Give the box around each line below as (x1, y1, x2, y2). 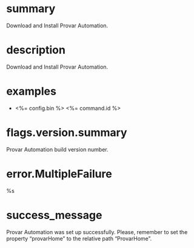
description (6, 43, 65, 57)
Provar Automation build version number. (6, 146, 109, 153)
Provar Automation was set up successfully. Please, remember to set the (6, 228, 188, 235)
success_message (6, 208, 102, 222)
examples (6, 84, 56, 98)
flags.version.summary (6, 126, 127, 139)
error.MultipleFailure (6, 167, 112, 181)
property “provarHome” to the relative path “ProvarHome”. (6, 235, 152, 242)
